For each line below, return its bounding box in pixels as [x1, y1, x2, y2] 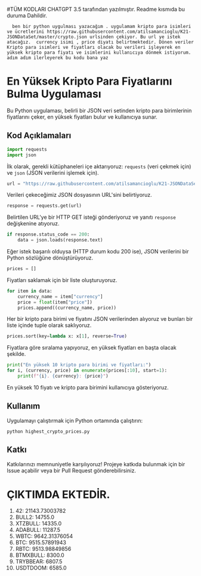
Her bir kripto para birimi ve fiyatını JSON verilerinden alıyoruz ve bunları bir [7, 315, 193, 323]
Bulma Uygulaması [7, 87, 101, 101]
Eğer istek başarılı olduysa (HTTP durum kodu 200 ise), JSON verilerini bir [7, 248, 189, 255]
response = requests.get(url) [7, 203, 82, 209]
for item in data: [7, 288, 52, 294]
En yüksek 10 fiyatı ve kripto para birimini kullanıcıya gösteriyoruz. [7, 383, 169, 391]
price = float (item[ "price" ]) [17, 299, 93, 305]
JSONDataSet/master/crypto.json [7, 34, 87, 40]
